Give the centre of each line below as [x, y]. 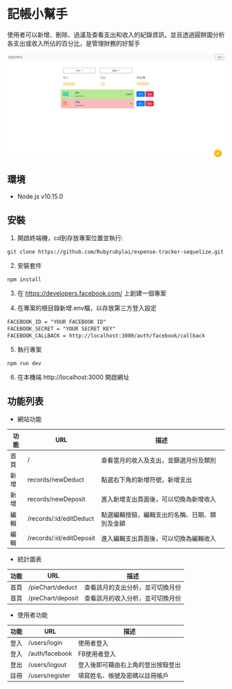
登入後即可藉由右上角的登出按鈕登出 [130, 665]
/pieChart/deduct [53, 587]
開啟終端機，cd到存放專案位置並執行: [70, 238]
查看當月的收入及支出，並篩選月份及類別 [158, 460]
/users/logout [48, 664]
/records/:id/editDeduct [61, 519]
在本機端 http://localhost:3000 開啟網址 [73, 377]
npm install [24, 280]
